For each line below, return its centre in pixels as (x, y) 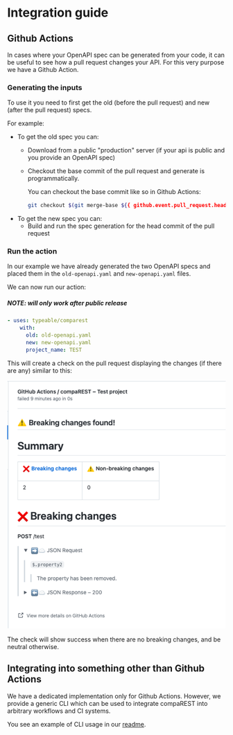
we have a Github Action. (43, 70)
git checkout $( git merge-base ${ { (79, 206)
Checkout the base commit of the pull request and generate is (116, 171)
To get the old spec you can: (58, 137)
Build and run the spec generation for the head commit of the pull (121, 226)
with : (28, 328)
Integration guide (58, 13)
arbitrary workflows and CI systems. (59, 711)
